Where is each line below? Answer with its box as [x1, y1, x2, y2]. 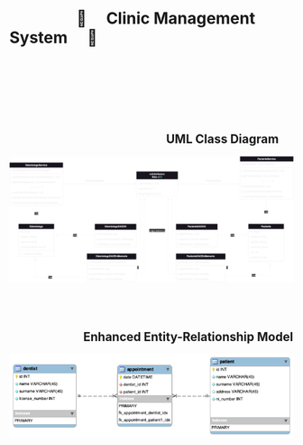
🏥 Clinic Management [76, 8, 255, 29]
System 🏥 [9, 27, 98, 48]
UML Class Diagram [165, 131, 280, 147]
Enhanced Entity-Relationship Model [82, 329, 294, 345]
